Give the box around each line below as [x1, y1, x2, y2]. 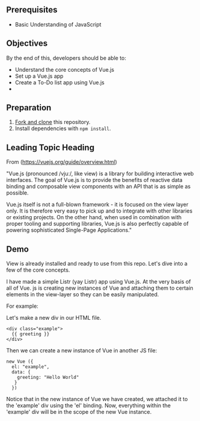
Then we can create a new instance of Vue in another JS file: [6, 347, 157, 354]
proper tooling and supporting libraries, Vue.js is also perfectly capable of [6, 220, 189, 228]
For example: [6, 302, 39, 310]
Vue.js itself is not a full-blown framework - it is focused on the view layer [6, 201, 189, 208]
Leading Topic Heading [6, 142, 95, 152]
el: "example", [11, 364, 50, 370]
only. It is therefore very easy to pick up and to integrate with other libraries [6, 207, 193, 214]
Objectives [6, 39, 48, 49]
